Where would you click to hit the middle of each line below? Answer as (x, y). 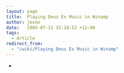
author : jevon (23, 22)
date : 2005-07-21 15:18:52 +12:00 (51, 28)
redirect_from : (25, 44)
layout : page (22, 11)
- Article (23, 38)
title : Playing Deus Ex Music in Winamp (57, 17)
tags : (13, 33)
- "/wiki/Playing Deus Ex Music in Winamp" (65, 49)
